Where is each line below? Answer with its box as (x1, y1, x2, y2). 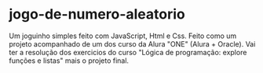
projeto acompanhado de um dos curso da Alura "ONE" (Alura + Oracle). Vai (9, 39, 256, 48)
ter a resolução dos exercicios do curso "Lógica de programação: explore (9, 47, 247, 57)
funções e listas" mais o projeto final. (9, 56, 129, 65)
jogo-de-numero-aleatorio (9, 5, 185, 23)
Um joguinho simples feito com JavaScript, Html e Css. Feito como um (9, 31, 237, 40)
